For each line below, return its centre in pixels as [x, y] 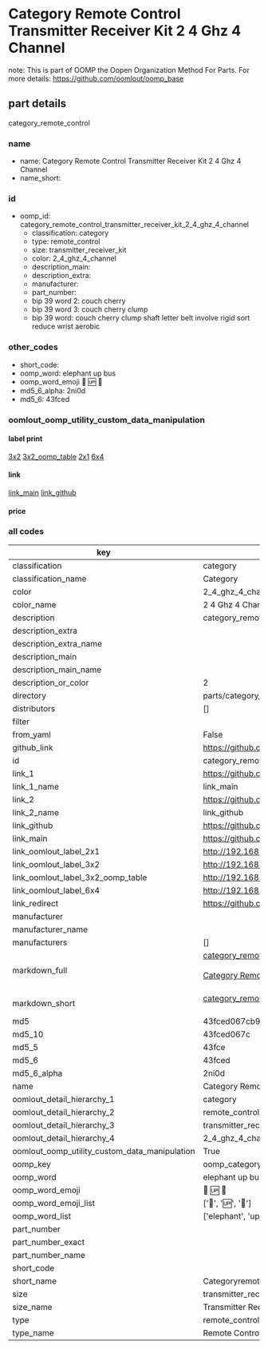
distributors [34, 708]
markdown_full [40, 970]
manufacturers [40, 942]
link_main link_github [43, 492]
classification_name [49, 579]
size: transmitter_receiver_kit [79, 250]
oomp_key [32, 1164]
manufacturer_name [50, 929]
